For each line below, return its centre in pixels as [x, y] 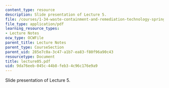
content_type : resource [30, 10]
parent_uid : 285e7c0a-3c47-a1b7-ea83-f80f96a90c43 [59, 52]
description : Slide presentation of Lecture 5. [56, 15]
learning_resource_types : [32, 29]
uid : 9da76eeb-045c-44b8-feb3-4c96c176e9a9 [52, 66]
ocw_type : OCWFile [24, 38]
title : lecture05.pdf [28, 61]
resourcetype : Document [30, 57]
